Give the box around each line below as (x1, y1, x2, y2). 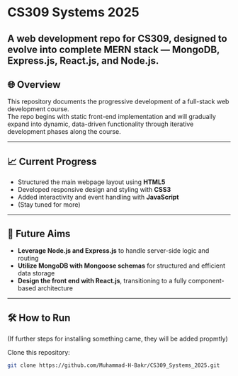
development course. (7, 105, 69, 113)
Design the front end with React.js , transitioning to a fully (17, 277, 187, 285)
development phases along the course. (7, 127, 122, 136)
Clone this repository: (7, 348, 71, 356)
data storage (17, 269, 55, 278)
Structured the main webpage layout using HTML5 (17, 178, 166, 186)
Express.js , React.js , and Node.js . (7, 55, 159, 67)
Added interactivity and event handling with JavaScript (17, 193, 179, 202)
